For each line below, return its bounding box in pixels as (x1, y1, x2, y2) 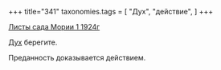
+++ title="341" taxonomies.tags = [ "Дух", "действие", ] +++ (8, 7, 214, 16)
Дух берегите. (8, 37, 58, 47)
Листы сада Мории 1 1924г (8, 22, 100, 31)
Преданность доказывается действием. (8, 53, 146, 62)
